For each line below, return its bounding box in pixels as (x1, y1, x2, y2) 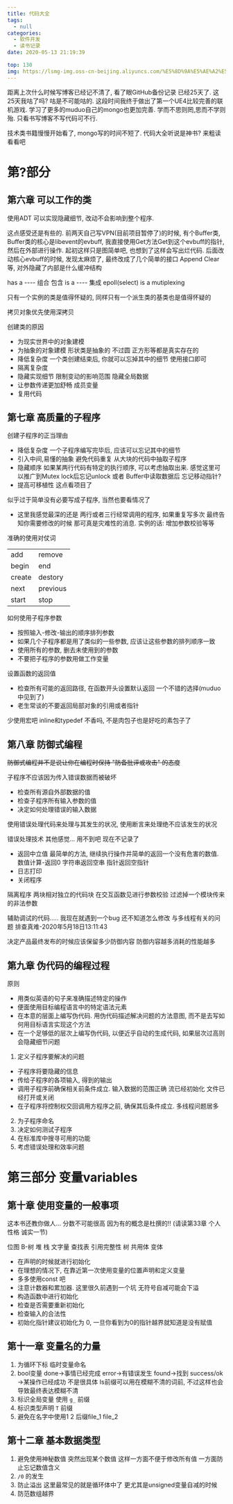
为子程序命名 (17, 1117, 54, 1125)
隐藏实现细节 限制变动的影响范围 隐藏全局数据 (17, 372, 149, 380)
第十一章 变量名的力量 (7, 1341, 101, 1352)
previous (37, 584, 67, 594)
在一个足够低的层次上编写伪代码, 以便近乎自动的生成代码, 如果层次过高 (17, 1029, 219, 1038)
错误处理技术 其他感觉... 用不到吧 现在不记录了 (7, 835, 139, 843)
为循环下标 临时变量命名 (17, 1360, 87, 1368)
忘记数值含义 (23, 1463, 60, 1471)
